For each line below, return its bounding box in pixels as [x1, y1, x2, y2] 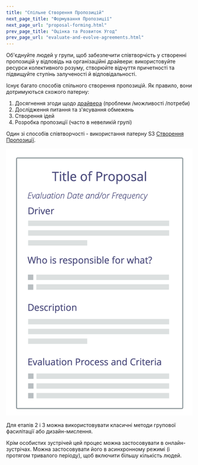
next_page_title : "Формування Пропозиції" [6, 15, 112, 22]
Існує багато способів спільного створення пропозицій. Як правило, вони [6, 82, 192, 89]
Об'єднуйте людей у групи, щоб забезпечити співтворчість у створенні [6, 52, 187, 59]
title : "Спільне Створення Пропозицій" [6, 9, 105, 15]
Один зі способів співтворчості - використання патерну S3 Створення [6, 130, 184, 138]
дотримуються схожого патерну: [6, 88, 90, 95]
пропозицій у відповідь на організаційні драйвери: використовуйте [6, 58, 176, 65]
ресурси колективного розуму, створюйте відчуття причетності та [6, 64, 175, 71]
